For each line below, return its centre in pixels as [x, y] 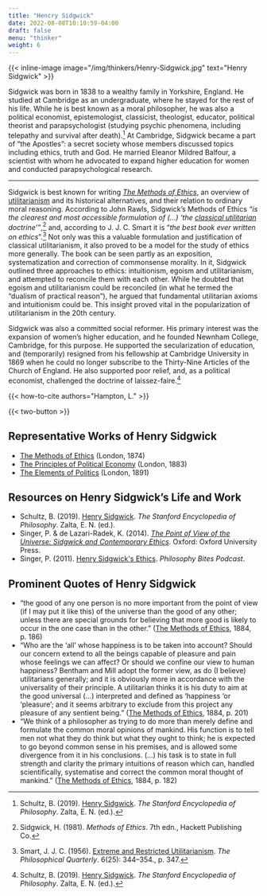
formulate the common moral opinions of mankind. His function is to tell [137, 730]
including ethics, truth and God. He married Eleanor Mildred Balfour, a [122, 152]
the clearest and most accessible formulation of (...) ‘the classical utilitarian [132, 217]
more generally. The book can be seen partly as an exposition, [110, 254]
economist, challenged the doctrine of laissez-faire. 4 [95, 380]
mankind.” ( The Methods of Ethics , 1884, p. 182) [98, 781]
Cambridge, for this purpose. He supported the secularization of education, [132, 345]
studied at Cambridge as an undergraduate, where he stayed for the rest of [131, 100]
